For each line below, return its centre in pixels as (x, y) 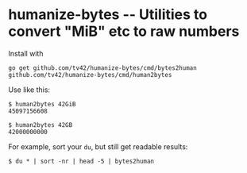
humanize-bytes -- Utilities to (108, 15)
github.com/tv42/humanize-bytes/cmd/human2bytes (90, 75)
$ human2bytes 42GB (41, 125)
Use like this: (29, 90)
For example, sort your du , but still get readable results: (98, 146)
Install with (26, 53)
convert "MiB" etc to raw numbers (124, 31)
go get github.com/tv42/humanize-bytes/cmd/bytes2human (102, 68)
